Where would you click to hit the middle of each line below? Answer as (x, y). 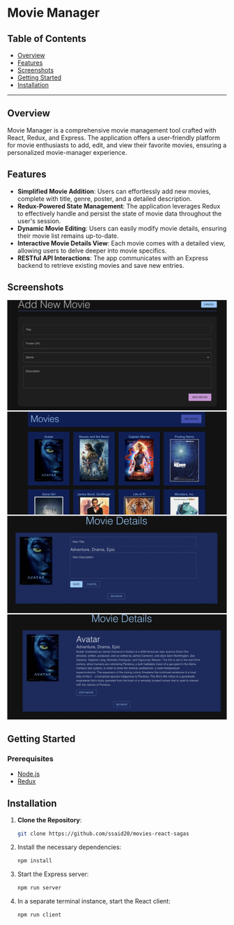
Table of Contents (47, 39)
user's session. (39, 220)
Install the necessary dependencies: (69, 847)
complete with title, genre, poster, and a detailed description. (104, 198)
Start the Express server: (53, 874)
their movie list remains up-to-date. (68, 236)
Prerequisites (30, 759)
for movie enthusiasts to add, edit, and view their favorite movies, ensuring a (117, 145)
